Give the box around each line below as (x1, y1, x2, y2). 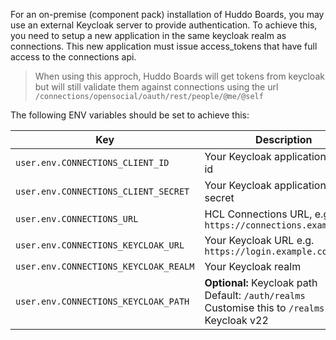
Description (255, 133, 313, 146)
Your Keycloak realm (204, 260, 302, 273)
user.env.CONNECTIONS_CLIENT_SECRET (15, 186, 190, 197)
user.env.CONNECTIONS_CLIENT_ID (15, 157, 170, 168)
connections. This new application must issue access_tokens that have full (10, 40, 318, 52)
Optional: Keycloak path (204, 276, 318, 289)
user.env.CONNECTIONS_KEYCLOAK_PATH (15, 296, 190, 307)
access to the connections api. (10, 51, 137, 63)
